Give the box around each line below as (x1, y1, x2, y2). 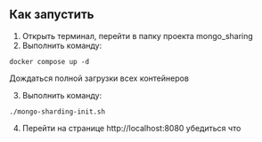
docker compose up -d (9, 57, 90, 66)
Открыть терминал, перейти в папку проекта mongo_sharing (21, 30, 254, 41)
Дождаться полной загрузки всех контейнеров (9, 73, 190, 83)
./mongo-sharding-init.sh (9, 106, 105, 116)
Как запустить (9, 7, 94, 22)
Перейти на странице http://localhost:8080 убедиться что (21, 122, 242, 133)
